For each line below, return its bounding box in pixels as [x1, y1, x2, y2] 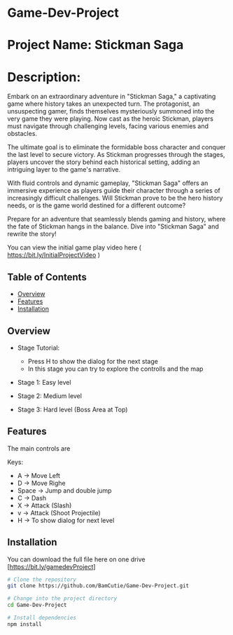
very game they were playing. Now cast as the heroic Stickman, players [7, 114, 213, 123]
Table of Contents [7, 271, 87, 283]
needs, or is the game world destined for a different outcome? [7, 201, 186, 210]
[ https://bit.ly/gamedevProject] [7, 562, 96, 571]
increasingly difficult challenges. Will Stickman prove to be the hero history [7, 194, 223, 203]
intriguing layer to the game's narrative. [7, 165, 121, 174]
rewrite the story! [7, 230, 57, 238]
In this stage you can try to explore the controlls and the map [27, 364, 204, 373]
